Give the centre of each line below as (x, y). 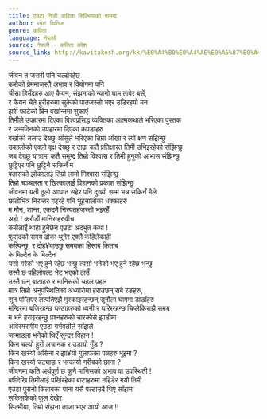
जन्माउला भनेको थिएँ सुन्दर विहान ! (51, 335)
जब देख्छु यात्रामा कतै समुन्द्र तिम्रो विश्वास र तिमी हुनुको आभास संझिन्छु (94, 156)
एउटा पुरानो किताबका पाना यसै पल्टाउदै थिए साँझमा (71, 389)
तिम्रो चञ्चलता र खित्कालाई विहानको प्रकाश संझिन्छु (71, 183)
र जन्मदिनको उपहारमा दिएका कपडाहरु (56, 129)
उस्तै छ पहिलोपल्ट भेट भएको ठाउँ (49, 272)
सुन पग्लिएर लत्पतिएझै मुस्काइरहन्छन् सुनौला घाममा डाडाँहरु (81, 299)
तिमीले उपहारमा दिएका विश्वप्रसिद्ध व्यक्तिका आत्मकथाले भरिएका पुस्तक (95, 120)
